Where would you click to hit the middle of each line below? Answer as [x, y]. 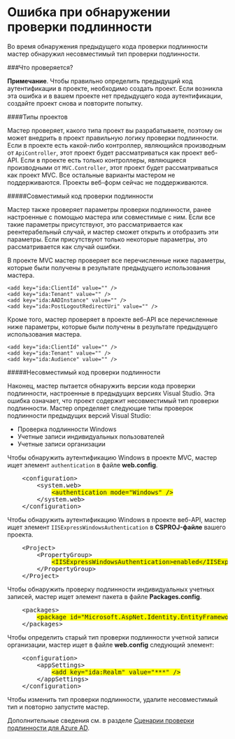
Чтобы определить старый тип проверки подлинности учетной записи [113, 637]
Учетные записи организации [62, 444]
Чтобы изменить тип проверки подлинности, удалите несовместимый [113, 699]
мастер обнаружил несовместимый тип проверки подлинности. [104, 54]
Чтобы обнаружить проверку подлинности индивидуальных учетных [111, 589]
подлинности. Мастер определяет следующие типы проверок [100, 408]
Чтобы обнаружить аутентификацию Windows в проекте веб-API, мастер [117, 519]
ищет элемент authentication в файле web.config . [83, 465]
